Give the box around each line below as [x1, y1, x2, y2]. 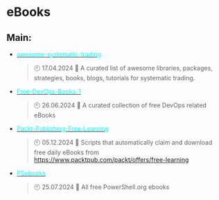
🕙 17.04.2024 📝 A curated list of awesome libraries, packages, [33, 64, 213, 72]
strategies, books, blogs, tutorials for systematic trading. [33, 74, 195, 82]
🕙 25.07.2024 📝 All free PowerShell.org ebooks [33, 183, 170, 191]
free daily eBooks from [33, 148, 100, 156]
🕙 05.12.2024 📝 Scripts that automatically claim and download [33, 138, 213, 146]
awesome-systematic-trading [16, 50, 101, 58]
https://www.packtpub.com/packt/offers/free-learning [33, 156, 189, 163]
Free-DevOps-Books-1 [16, 87, 81, 96]
